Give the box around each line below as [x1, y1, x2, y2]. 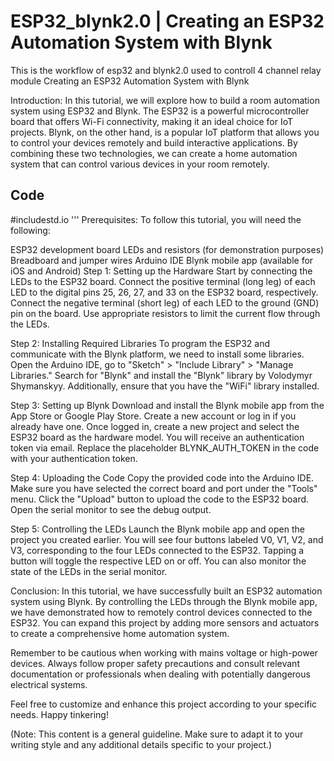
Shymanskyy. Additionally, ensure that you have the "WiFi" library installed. [10, 380, 320, 392]
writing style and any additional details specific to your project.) [10, 738, 273, 750]
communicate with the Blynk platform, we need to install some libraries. [10, 348, 305, 360]
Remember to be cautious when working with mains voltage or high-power [10, 646, 318, 659]
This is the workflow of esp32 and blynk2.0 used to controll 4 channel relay [10, 64, 322, 76]
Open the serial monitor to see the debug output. [10, 503, 212, 515]
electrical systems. [10, 678, 88, 690]
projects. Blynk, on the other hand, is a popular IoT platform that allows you [10, 126, 320, 138]
